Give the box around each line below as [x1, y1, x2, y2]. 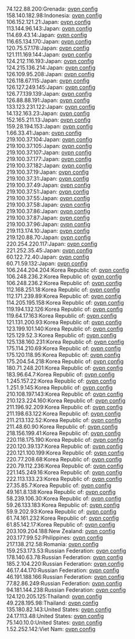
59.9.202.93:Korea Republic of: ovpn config [6, 508, 117, 515]
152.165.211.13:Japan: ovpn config [6, 116, 91, 123]
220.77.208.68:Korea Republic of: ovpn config [6, 456, 122, 463]
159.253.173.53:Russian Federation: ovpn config [6, 547, 126, 554]
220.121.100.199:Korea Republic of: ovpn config [6, 449, 124, 457]
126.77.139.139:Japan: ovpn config [6, 90, 92, 97]
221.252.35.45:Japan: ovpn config [6, 247, 93, 254]
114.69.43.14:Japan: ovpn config [6, 31, 87, 39]
